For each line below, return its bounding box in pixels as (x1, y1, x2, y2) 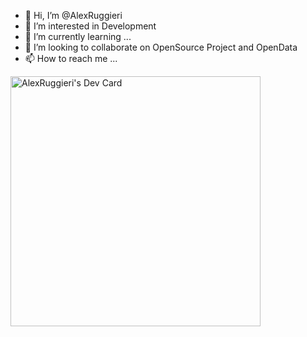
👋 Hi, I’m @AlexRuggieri (24, 10, 123, 21)
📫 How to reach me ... (24, 53, 118, 64)
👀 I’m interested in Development (24, 20, 157, 32)
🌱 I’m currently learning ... (24, 31, 132, 42)
